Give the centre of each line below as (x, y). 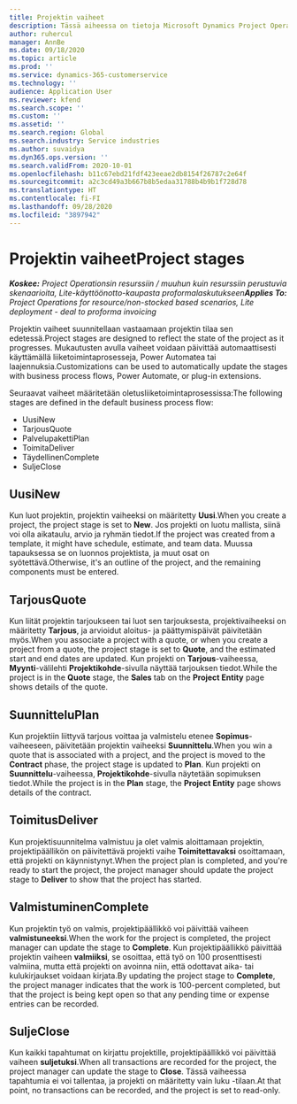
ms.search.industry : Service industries (85, 141)
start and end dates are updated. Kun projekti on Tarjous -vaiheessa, (134, 659)
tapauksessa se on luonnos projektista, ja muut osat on (110, 553)
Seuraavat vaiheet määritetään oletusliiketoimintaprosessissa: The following (146, 393)
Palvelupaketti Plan (56, 438)
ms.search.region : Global (57, 133)
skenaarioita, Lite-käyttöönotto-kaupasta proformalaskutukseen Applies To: (148, 292)
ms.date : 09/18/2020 (47, 50)
